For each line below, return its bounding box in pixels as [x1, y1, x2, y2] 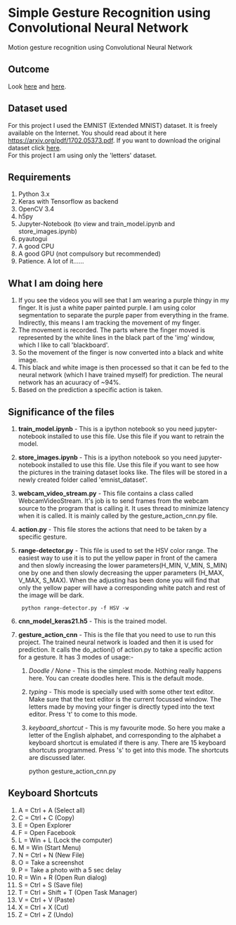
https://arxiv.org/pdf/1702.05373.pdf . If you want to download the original [8, 136, 221, 145]
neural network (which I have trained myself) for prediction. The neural [18, 371, 223, 379]
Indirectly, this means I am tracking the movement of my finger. [18, 318, 201, 327]
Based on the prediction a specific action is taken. [18, 386, 164, 394]
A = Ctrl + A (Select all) [18, 806, 86, 814]
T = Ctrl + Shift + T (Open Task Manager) [18, 888, 138, 896]
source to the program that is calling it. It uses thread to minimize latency [18, 504, 229, 512]
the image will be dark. [18, 591, 84, 599]
